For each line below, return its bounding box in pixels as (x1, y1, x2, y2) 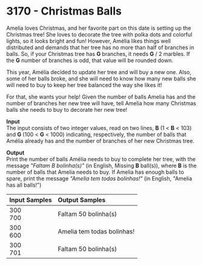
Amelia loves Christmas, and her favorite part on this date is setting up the (6, 24, 191, 32)
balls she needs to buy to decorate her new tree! (6, 106, 128, 113)
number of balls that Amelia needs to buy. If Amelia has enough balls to (6, 168, 184, 176)
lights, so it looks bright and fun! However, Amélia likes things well (6, 37, 171, 44)
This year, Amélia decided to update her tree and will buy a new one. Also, (6, 68, 192, 75)
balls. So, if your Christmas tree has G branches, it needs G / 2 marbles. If (6, 50, 190, 57)
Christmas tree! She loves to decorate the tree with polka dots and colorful (6, 30, 193, 38)
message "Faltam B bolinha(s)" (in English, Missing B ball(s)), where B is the (6, 162, 197, 169)
